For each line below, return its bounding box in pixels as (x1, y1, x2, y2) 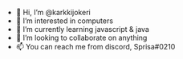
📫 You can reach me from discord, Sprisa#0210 (15, 42, 176, 51)
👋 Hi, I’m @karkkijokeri (15, 8, 91, 17)
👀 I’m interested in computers (15, 16, 114, 26)
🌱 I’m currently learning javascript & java (15, 25, 150, 33)
